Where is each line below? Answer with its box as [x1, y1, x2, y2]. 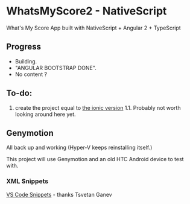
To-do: [6, 88, 33, 98]
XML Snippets [6, 177, 49, 185]
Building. [14, 57, 37, 65]
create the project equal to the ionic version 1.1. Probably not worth [14, 104, 181, 111]
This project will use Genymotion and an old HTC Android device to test [6, 156, 184, 163]
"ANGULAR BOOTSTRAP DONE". [14, 64, 97, 71]
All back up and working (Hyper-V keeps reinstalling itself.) [6, 144, 153, 151]
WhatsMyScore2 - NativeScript [6, 4, 167, 18]
